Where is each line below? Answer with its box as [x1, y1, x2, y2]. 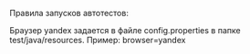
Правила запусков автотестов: [9, 8, 130, 18]
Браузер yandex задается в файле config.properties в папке [9, 25, 241, 35]
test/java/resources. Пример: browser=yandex [9, 35, 186, 45]
